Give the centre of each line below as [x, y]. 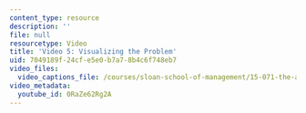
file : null [30, 35]
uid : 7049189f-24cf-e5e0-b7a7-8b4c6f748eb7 [93, 60]
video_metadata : [40, 86]
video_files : [34, 69]
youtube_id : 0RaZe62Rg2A [65, 94]
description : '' [40, 26]
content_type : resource [55, 18]
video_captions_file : [59, 77]
